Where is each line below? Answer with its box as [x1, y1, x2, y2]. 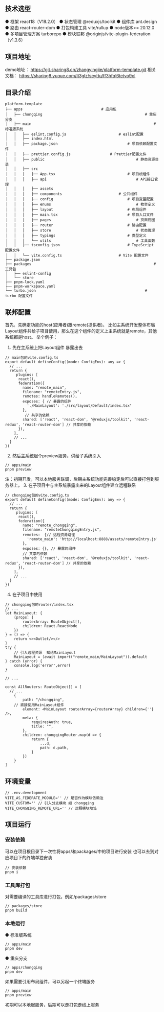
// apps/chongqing [5, 965, 42, 970]
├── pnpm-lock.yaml [5, 280, 45, 285]
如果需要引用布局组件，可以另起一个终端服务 [5, 979, 95, 985]
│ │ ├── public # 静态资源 [5, 157, 155, 162]
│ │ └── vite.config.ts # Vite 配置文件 [5, 253, 149, 258]
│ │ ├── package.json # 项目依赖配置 [5, 141, 154, 146]
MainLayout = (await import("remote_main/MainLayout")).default [14, 655, 147, 659]
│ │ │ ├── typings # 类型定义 [5, 233, 146, 238]
